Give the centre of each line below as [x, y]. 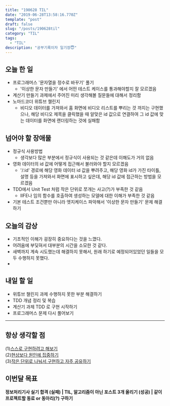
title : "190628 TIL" [27, 10]
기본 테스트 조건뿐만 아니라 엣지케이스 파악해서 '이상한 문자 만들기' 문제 [83, 202]
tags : [11, 39]
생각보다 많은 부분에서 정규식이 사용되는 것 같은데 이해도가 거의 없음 [87, 158]
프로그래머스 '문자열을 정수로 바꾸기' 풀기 [53, 83]
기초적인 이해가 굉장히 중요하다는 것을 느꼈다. [57, 239]
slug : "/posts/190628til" [32, 29]
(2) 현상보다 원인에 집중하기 [32, 355]
